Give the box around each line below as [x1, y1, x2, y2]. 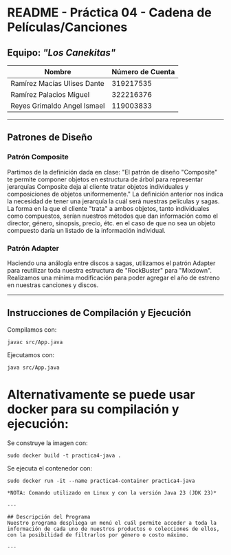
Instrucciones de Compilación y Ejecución [7, 307, 191, 319]
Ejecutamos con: [7, 350, 55, 359]
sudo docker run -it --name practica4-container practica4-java [7, 477, 195, 484]
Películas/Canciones [7, 19, 128, 35]
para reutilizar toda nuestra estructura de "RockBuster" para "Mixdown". [7, 266, 212, 274]
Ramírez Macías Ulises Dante [10, 79, 104, 88]
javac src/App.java [7, 339, 63, 346]
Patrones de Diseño [7, 132, 93, 144]
